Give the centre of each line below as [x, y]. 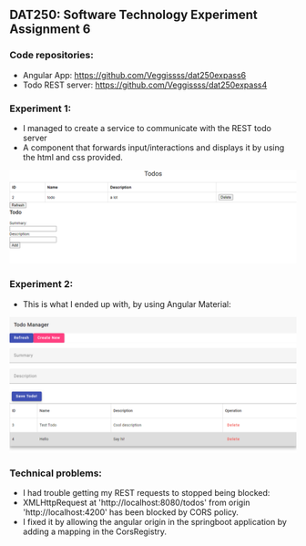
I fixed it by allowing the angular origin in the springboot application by [154, 522]
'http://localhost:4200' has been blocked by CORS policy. [131, 512]
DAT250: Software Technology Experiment [133, 15]
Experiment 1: [40, 108]
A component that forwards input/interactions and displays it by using [153, 147]
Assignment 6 [50, 30]
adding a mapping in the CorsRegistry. [94, 531]
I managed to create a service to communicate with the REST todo [147, 128]
